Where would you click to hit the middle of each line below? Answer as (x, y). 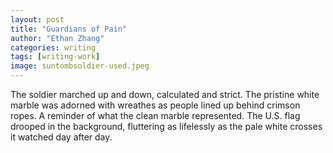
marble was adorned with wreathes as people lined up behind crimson (155, 105)
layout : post (37, 19)
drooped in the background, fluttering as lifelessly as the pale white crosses (166, 126)
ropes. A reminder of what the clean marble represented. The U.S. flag (155, 115)
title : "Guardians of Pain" (69, 29)
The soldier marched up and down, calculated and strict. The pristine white (165, 94)
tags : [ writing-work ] (55, 57)
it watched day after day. (61, 137)
